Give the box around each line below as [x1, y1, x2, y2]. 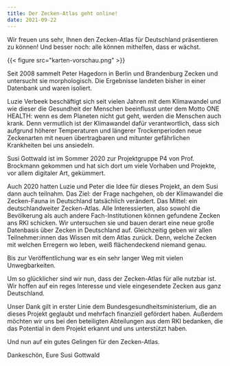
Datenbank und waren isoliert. [7, 84, 93, 92]
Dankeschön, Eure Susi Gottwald [7, 351, 100, 359]
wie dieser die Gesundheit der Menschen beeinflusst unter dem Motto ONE [7, 104, 220, 113]
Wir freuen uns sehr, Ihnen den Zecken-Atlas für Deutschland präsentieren [7, 35, 218, 43]
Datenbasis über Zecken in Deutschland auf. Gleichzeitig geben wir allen [7, 226, 213, 234]
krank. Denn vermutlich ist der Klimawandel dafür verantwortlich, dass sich [7, 119, 220, 127]
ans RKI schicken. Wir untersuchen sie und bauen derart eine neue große [7, 218, 215, 227]
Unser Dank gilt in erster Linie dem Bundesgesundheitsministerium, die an [7, 302, 217, 310]
